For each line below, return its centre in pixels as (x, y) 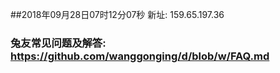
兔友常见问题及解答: (58, 43)
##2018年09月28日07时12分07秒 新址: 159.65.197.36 (117, 14)
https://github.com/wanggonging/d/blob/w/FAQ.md (140, 56)
